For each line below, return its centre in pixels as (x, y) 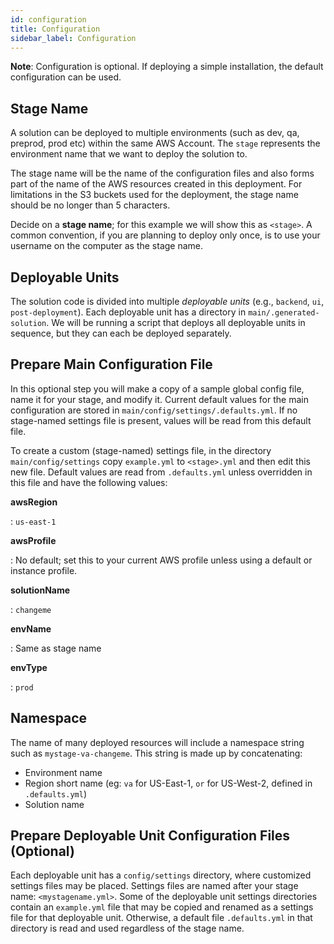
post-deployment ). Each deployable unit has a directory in (128, 312)
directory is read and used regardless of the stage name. (127, 928)
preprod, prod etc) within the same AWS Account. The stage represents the (165, 143)
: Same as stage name (56, 648)
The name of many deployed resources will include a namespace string (157, 742)
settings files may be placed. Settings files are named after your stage (154, 886)
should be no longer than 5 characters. (90, 205)
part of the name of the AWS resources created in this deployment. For (156, 184)
